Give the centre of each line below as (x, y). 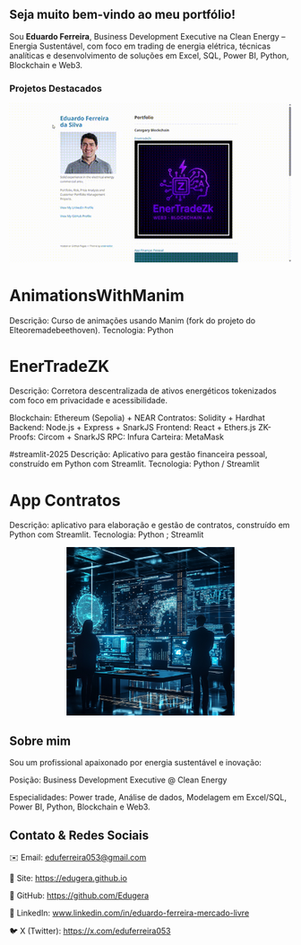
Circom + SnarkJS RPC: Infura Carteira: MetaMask (130, 437)
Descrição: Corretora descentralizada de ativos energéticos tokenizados (143, 391)
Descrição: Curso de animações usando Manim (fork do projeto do (133, 320)
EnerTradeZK (60, 366)
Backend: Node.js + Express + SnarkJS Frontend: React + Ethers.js (133, 428)
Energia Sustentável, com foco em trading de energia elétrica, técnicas (140, 46)
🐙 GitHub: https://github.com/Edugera (79, 896)
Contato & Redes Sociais (79, 835)
